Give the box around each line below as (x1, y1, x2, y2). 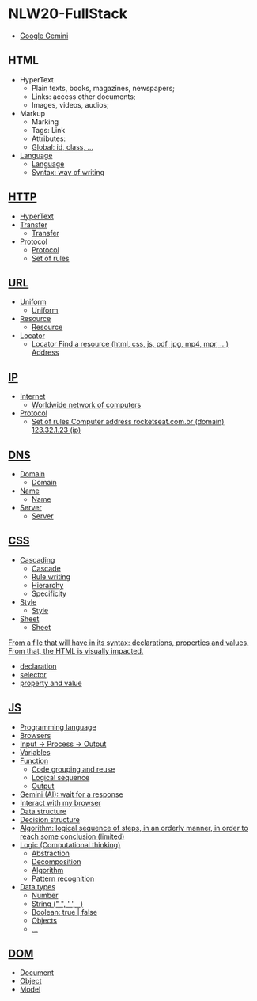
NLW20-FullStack (8, 5, 128, 23)
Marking (31, 116, 59, 127)
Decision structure (19, 814, 81, 824)
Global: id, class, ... (31, 142, 93, 151)
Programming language (19, 722, 96, 732)
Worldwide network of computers (31, 400, 142, 410)
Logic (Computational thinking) (19, 840, 121, 849)
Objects (31, 916, 58, 925)
